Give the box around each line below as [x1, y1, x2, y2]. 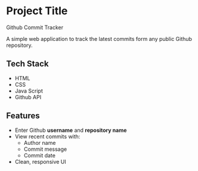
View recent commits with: [14, 132, 81, 140]
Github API [14, 93, 42, 100]
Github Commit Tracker [6, 24, 64, 31]
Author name [23, 139, 56, 146]
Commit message [23, 145, 67, 153]
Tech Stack [6, 59, 49, 69]
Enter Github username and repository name [14, 126, 127, 134]
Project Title [6, 4, 68, 18]
